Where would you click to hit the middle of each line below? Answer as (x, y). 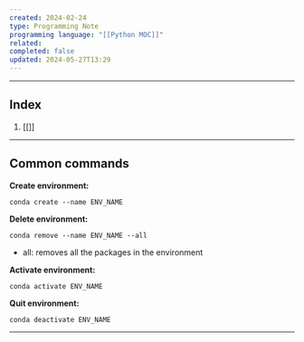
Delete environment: (49, 219)
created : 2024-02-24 (48, 18)
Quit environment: (44, 303)
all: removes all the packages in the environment (113, 252)
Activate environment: (52, 270)
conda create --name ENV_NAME (66, 202)
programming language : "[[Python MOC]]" (87, 34)
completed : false (42, 52)
